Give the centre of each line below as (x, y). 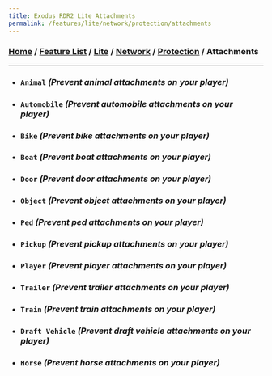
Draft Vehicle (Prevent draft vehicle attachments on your (135, 331)
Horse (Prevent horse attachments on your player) (120, 362)
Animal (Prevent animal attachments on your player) (124, 82)
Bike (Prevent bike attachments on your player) (115, 136)
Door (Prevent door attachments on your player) (116, 179)
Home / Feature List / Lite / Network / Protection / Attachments (134, 52)
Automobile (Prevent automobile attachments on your (126, 104)
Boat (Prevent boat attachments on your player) (116, 157)
